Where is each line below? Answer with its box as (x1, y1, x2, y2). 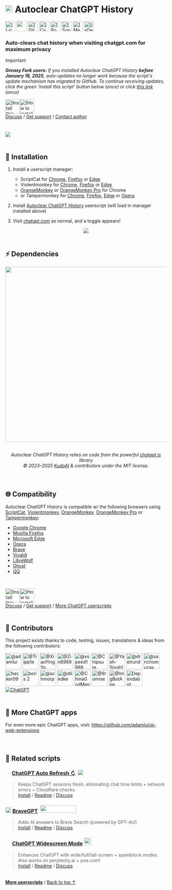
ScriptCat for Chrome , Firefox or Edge (20, 176, 101, 182)
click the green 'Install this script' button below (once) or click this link (5, 84, 153, 90)
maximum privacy (5, 45, 51, 52)
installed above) (12, 208, 47, 214)
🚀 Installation (5, 153, 48, 161)
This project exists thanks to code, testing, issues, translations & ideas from (5, 637, 165, 643)
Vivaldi (12, 551, 27, 558)
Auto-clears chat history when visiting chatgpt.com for (5, 39, 146, 46)
